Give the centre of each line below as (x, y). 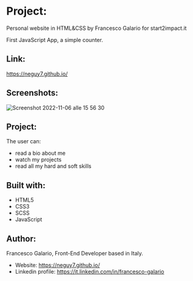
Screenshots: (32, 93)
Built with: (26, 185)
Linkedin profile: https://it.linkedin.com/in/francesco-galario (90, 272)
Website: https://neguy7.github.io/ (57, 265)
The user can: (24, 141)
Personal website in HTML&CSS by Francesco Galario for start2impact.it (96, 28)
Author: (21, 239)
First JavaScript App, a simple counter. (55, 40)
